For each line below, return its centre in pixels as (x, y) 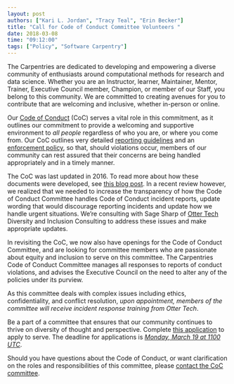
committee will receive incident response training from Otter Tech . (103, 308)
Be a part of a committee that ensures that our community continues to (110, 322)
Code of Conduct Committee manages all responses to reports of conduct (115, 265)
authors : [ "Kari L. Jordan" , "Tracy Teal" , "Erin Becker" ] (96, 20)
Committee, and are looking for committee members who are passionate (112, 250)
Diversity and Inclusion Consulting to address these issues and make (107, 221)
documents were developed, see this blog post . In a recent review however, (117, 184)
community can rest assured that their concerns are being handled (104, 155)
